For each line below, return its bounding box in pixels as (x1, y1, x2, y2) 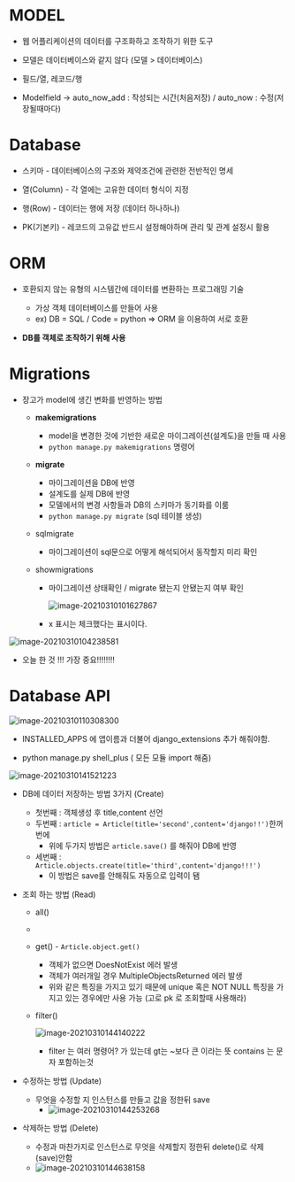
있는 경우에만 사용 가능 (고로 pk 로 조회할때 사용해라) (64, 993, 247, 1003)
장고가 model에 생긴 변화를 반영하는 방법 (21, 394, 163, 405)
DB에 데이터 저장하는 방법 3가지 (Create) (21, 788, 165, 799)
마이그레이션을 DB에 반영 (48, 477, 135, 488)
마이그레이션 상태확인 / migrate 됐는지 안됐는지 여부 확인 (48, 582, 245, 593)
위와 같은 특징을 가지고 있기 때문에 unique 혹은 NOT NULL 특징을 (48, 981, 275, 992)
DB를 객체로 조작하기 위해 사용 (21, 332, 126, 343)
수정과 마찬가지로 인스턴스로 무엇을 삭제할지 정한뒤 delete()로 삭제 (34, 1141, 265, 1152)
